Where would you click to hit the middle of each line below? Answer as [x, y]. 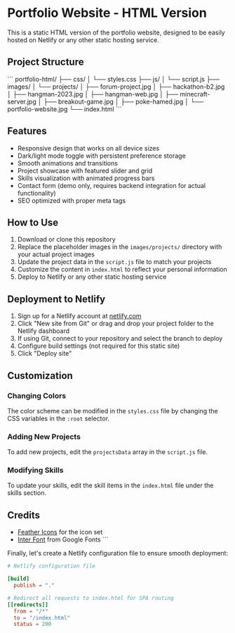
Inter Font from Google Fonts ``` [63, 539]
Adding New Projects [44, 437]
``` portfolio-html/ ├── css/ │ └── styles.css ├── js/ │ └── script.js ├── [113, 79]
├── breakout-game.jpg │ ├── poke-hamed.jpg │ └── [123, 101]
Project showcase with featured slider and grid [85, 170]
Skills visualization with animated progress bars [86, 178]
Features [27, 131]
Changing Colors [37, 396]
